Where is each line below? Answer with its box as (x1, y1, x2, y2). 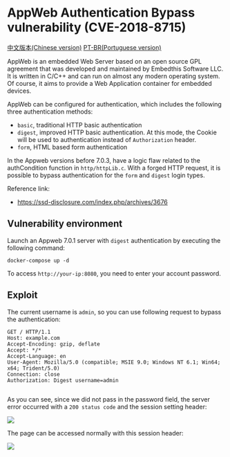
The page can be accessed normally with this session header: (7, 429, 184, 437)
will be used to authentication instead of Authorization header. (17, 135, 197, 143)
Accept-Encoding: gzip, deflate (7, 341, 100, 348)
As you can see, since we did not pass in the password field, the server (7, 395, 211, 403)
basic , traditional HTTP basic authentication (17, 120, 142, 129)
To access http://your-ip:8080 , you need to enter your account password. (7, 269, 221, 278)
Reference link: (7, 184, 50, 192)
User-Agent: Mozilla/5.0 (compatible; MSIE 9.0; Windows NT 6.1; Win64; (7, 359, 221, 366)
